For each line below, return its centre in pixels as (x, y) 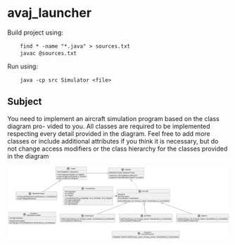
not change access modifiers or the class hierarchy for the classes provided (118, 149)
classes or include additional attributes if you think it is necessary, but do (113, 141)
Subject (25, 102)
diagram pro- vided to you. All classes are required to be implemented (109, 126)
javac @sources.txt (49, 53)
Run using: (23, 66)
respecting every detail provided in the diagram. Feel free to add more (109, 133)
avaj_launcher (50, 13)
